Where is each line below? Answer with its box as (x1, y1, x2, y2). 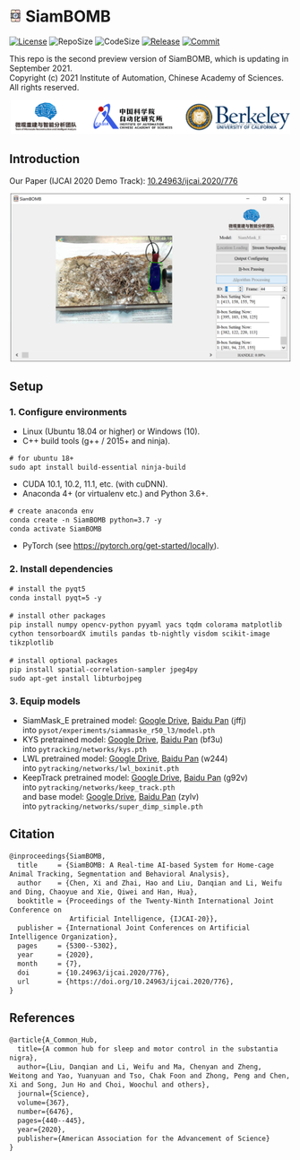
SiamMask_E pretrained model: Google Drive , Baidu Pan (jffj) (21, 714, 247, 725)
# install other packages (9, 611, 106, 620)
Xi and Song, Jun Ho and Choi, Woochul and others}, (9, 1080, 210, 1089)
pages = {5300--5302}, (17, 941, 118, 950)
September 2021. (9, 63, 73, 74)
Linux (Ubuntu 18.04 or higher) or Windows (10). (21, 426, 201, 437)
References (9, 1010, 75, 1026)
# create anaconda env (9, 506, 94, 516)
